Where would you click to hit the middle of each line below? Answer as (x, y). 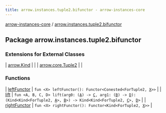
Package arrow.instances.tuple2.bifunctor (73, 40)
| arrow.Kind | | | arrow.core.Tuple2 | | (44, 65)
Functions (18, 78)
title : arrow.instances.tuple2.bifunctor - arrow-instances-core (75, 10)
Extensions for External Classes (45, 54)
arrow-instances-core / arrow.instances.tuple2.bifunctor (64, 24)
